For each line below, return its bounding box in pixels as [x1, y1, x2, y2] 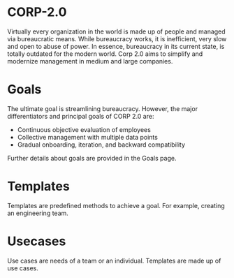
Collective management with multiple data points [17, 133, 159, 141]
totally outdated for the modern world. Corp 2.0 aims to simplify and [7, 50, 203, 58]
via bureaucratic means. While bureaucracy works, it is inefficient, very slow [7, 34, 227, 43]
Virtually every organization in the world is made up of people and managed [7, 27, 226, 36]
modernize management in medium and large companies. [7, 57, 173, 65]
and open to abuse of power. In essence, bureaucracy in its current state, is [7, 42, 225, 50]
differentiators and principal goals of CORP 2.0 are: [7, 112, 154, 120]
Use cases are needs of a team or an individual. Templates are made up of [7, 256, 221, 265]
